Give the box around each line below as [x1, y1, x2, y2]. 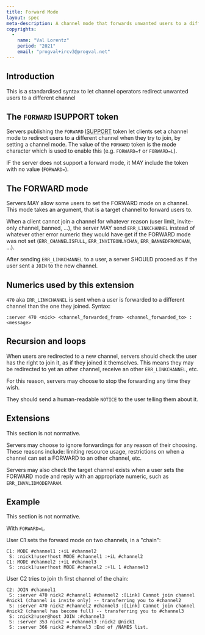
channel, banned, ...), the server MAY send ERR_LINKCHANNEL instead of [18, 224, 195, 232]
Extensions [6, 413, 50, 424]
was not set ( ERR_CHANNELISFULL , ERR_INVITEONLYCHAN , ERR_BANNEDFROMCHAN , [6, 238, 192, 245]
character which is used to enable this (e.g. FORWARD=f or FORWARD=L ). [6, 147, 178, 154]
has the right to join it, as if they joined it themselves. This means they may [6, 358, 194, 366]
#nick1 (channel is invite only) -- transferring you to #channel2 [6, 598, 182, 604]
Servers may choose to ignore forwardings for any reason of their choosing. [6, 441, 198, 449]
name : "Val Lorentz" [17, 37, 70, 43]
